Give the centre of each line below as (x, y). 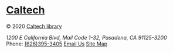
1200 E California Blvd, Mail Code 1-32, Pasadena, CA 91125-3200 (86, 37)
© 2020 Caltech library (34, 26)
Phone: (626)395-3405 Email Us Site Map (57, 44)
